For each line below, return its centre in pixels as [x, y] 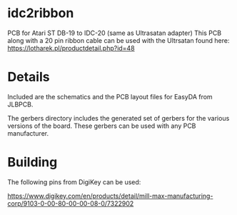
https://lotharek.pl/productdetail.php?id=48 [71, 48]
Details [29, 77]
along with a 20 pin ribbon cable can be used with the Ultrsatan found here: [118, 40]
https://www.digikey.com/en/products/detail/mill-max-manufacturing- [110, 196]
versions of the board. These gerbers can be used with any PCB [102, 126]
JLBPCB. [20, 104]
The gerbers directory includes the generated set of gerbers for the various [118, 118]
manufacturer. [28, 133]
